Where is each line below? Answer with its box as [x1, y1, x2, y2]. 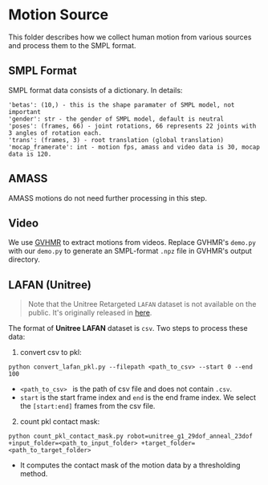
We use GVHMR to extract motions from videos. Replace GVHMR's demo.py [8, 238, 257, 247]
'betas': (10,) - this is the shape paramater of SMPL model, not [8, 100, 235, 109]
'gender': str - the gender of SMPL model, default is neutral [8, 115, 225, 123]
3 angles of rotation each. [8, 128, 103, 137]
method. [19, 469, 48, 479]
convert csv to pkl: [19, 348, 82, 357]
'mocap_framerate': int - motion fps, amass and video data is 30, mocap [8, 143, 261, 151]
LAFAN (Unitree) [8, 278, 92, 291]
